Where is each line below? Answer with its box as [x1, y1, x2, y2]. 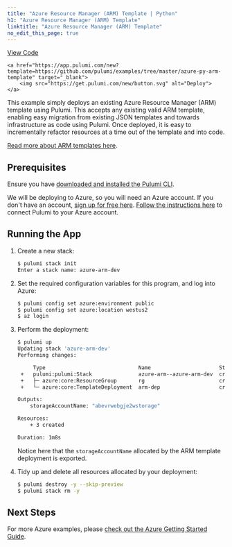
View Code [7, 49, 39, 57]
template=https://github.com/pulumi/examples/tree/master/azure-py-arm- [7, 68, 222, 75]
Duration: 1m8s [17, 434, 62, 441]
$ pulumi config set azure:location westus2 [17, 306, 148, 313]
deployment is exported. [17, 454, 87, 462]
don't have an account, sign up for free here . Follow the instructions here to [7, 201, 223, 209]
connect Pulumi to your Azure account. [7, 208, 119, 217]
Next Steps [7, 506, 56, 518]
